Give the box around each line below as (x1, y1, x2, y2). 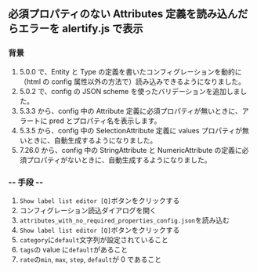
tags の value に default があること (19, 245, 128, 254)
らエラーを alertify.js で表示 (8, 22, 143, 35)
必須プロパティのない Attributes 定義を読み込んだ (8, 7, 248, 21)
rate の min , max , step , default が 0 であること (19, 254, 162, 264)
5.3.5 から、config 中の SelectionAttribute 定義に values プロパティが (19, 125, 243, 135)
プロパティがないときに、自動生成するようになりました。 (26, 155, 212, 165)
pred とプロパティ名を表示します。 (49, 116, 161, 125)
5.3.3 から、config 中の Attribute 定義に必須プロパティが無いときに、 (19, 106, 243, 115)
